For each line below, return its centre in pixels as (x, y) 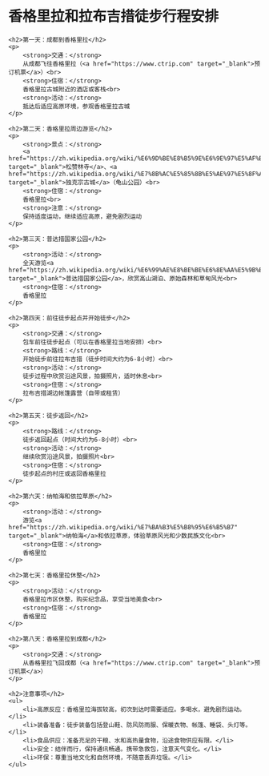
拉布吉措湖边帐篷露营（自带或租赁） (73, 393)
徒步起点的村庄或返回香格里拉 (64, 473)
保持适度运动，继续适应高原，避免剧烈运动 (82, 216)
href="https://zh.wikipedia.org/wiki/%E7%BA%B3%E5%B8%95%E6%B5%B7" (123, 527)
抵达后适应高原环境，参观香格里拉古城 (76, 106)
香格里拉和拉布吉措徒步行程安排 (114, 16)
